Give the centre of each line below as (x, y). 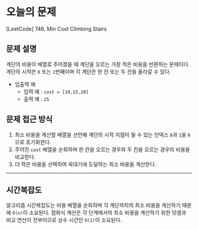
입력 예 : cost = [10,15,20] (56, 91)
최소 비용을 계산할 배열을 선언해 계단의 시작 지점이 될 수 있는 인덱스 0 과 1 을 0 (102, 135)
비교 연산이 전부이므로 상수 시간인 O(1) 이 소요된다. (64, 220)
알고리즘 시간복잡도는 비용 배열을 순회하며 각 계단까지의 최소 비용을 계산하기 (93, 205)
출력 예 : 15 (36, 99)
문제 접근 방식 (29, 120)
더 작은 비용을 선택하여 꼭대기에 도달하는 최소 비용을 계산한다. (85, 164)
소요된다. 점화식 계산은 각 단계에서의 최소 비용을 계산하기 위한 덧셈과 (108, 212)
